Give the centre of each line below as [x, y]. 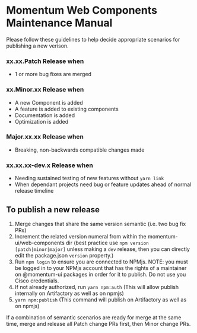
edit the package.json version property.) [64, 255]
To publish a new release [53, 210]
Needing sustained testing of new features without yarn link [89, 178]
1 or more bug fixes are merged [53, 74]
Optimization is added [42, 121]
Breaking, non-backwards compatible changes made [80, 150]
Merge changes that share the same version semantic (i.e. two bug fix [100, 224]
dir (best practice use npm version [107, 243]
